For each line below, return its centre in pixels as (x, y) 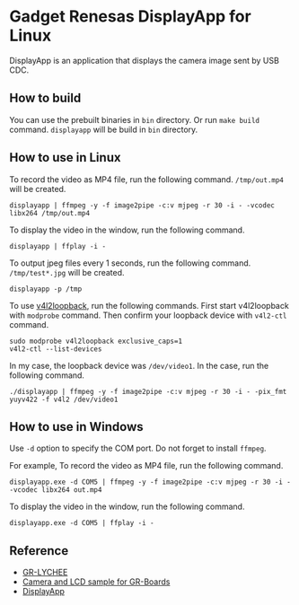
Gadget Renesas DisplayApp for (130, 17)
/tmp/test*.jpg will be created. (67, 272)
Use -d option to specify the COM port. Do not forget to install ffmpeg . (138, 448)
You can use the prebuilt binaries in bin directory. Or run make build (135, 119)
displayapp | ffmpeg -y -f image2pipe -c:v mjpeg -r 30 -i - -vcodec (142, 205)
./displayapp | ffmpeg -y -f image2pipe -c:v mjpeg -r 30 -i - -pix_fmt (148, 391)
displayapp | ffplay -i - (57, 246)
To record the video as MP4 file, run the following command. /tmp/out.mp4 (147, 179)
